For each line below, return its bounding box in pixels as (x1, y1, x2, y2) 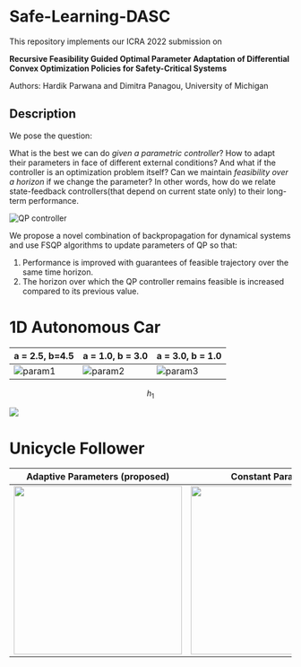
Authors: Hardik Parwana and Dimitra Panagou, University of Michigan (9, 80, 269, 91)
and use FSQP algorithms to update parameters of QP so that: (9, 240, 237, 250)
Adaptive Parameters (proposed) (26, 470, 170, 483)
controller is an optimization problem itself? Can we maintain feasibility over (9, 166, 289, 177)
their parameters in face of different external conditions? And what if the (9, 157, 276, 168)
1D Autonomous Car (9, 317, 161, 338)
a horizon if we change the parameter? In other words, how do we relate (9, 176, 276, 187)
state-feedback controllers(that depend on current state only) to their (9, 186, 265, 197)
